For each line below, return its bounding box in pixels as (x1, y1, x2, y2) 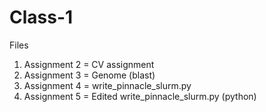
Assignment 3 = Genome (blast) (23, 69, 156, 81)
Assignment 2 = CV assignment (23, 58, 155, 70)
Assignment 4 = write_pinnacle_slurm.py (23, 79, 192, 91)
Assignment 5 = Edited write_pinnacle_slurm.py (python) (23, 90, 257, 102)
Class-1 (9, 6, 74, 29)
